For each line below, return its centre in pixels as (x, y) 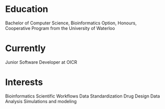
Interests (24, 82)
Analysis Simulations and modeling (41, 101)
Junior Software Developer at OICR (41, 62)
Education (27, 9)
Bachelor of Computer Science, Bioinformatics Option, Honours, (71, 23)
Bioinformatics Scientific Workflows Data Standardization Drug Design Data (83, 96)
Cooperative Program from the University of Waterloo (60, 28)
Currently (25, 49)
